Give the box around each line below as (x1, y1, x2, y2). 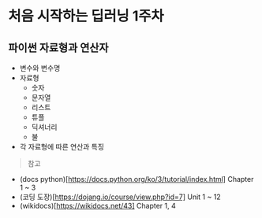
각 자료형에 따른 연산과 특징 (19, 142, 105, 151)
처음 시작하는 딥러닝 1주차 (8, 7, 164, 25)
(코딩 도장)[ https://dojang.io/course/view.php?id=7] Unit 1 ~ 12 (19, 192, 221, 201)
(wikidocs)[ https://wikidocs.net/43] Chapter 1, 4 (19, 201, 176, 210)
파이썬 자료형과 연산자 (8, 41, 109, 54)
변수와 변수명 (19, 64, 61, 72)
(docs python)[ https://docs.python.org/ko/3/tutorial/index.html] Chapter (19, 175, 254, 183)
